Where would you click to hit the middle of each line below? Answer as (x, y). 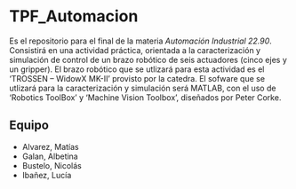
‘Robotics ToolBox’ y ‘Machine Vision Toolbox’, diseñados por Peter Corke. (145, 97)
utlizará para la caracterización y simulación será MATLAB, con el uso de (143, 88)
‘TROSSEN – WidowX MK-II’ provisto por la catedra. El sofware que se (137, 78)
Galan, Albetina (50, 156)
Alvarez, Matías (51, 146)
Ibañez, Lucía (47, 175)
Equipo (29, 126)
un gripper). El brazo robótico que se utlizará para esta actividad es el (137, 69)
